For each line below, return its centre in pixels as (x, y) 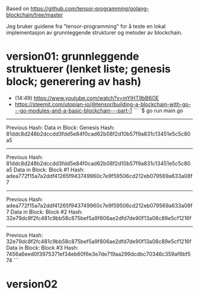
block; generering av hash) (74, 82)
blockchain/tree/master (35, 15)
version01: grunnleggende (73, 56)
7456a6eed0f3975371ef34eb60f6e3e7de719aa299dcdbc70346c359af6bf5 (99, 254)
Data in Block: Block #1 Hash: (49, 169)
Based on (18, 9)
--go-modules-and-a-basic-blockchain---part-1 (73, 110)
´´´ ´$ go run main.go (158, 110)
